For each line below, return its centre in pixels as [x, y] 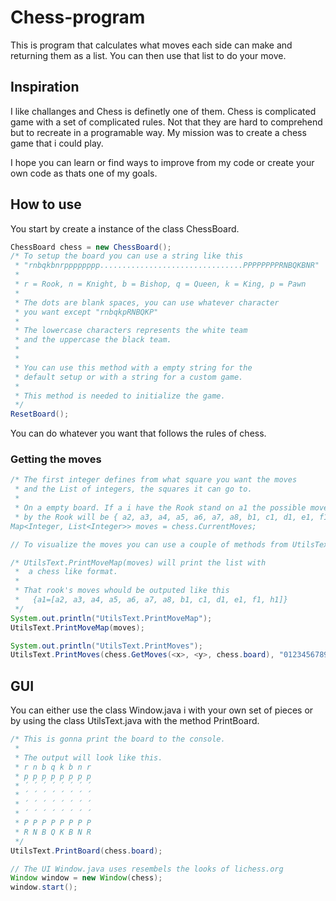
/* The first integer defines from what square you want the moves [154, 480]
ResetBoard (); [40, 414]
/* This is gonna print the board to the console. [118, 739]
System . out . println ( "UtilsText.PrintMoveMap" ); [111, 618]
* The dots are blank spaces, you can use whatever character [147, 302]
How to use [46, 204]
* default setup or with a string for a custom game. [129, 377]
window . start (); [44, 887]
